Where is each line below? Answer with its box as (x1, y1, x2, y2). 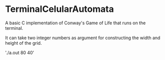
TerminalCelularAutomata (5, 3, 114, 15)
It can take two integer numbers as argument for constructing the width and (5, 35, 161, 41)
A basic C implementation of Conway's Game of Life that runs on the (5, 20, 146, 26)
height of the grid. (5, 40, 42, 46)
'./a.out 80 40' (5, 50, 34, 56)
